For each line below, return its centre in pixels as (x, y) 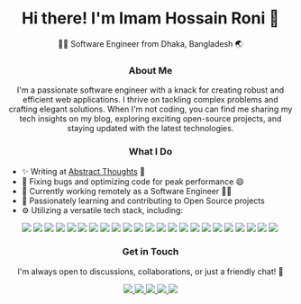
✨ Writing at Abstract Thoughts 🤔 (83, 171)
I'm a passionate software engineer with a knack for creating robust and (150, 90)
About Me (150, 70)
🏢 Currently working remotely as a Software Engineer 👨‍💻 (127, 191)
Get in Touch (150, 252)
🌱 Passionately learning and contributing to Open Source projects (143, 201)
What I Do (150, 152)
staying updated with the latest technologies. (150, 129)
